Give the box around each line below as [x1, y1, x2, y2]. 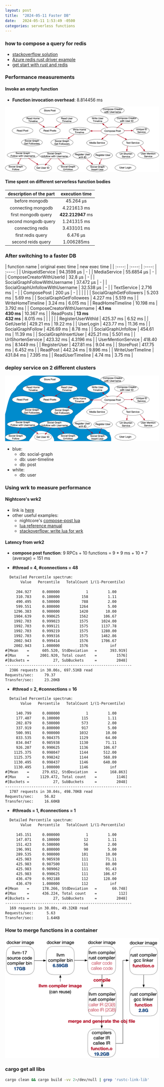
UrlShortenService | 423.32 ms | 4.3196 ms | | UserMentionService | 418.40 [5, 336, 157, 342]
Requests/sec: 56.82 [5, 794, 56, 799]
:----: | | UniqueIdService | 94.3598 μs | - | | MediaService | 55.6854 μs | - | [5, 269, 157, 275]
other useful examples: [12, 512, 59, 518]
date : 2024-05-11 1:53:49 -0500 [5, 18, 76, 23]
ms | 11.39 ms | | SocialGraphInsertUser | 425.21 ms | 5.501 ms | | [5, 331, 136, 337]
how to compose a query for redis [5, 40, 87, 47]
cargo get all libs [5, 1065, 45, 1072]
